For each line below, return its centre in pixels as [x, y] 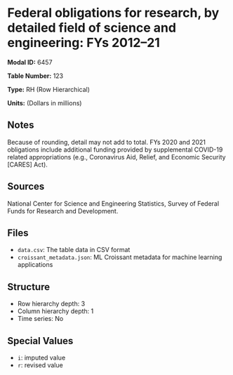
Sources [26, 186]
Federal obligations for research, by [113, 13]
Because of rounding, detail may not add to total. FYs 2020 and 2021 [106, 142]
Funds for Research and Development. [63, 211]
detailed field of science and [92, 28]
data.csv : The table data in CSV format [74, 250]
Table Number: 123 [35, 76]
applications [35, 265]
